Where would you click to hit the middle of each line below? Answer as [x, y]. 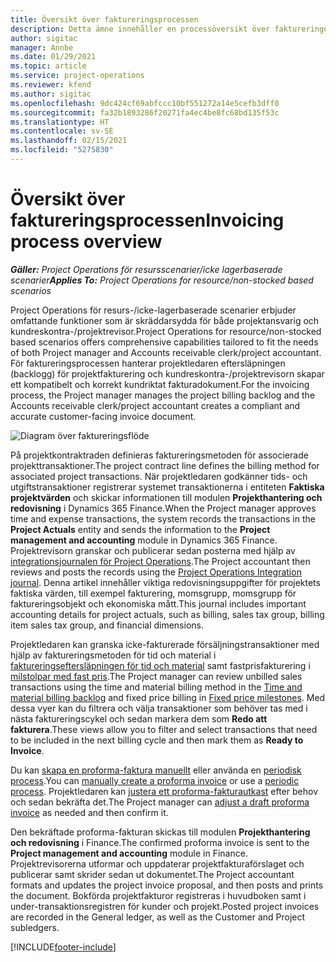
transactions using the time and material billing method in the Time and [156, 687]
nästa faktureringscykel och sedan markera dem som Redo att [139, 718]
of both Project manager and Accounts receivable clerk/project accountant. [166, 352]
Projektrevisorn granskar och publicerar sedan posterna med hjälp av [153, 550]
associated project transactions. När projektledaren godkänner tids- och [159, 476]
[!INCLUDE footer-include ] [63, 947]
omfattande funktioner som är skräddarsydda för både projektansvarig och [165, 320]
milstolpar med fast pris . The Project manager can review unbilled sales [156, 676]
